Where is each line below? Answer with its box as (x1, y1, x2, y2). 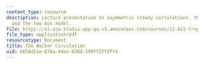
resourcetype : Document (6, 37, 67, 43)
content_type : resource (6, 9, 67, 15)
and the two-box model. (12, 20, 72, 26)
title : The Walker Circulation (6, 43, 86, 49)
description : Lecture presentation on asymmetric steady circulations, (6, 15, 191, 21)
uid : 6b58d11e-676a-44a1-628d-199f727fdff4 (6, 49, 118, 55)
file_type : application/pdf (6, 32, 78, 38)
